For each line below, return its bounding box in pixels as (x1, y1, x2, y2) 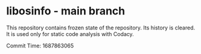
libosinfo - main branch (6, 4, 126, 18)
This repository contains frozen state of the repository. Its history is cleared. (6, 24, 195, 31)
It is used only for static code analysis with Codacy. (6, 30, 134, 37)
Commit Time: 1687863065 (6, 42, 74, 49)
